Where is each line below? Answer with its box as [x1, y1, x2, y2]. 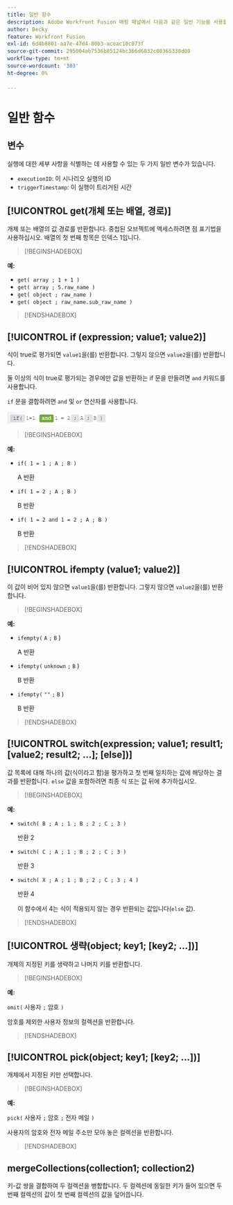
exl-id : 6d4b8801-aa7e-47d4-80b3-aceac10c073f [7, 40, 144, 48]
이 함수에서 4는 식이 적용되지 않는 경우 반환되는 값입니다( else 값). [17, 904, 196, 912]
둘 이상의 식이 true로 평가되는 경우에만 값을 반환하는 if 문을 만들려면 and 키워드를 [7, 374, 225, 382]
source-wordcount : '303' [7, 62, 79, 69]
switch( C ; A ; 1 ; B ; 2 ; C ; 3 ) [17, 848, 127, 855]
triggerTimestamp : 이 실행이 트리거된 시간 [17, 182, 132, 191]
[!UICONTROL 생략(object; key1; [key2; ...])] [7, 940, 199, 952]
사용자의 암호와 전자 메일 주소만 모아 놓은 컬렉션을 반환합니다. [7, 1128, 174, 1137]
